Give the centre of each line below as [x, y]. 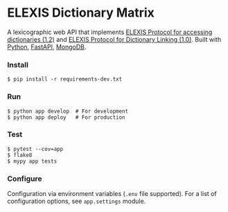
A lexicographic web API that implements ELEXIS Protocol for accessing [110, 32]
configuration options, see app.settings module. [77, 201]
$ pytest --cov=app [35, 149]
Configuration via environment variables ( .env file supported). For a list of [112, 194]
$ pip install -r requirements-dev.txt [65, 79]
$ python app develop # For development [68, 111]
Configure [25, 179]
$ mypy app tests [32, 161]
